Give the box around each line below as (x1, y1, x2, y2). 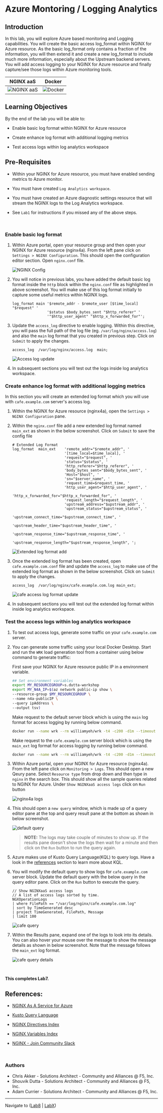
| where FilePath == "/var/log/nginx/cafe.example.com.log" (12, 901, 136, 907)
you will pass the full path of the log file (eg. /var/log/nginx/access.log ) (12, 327, 157, 333)
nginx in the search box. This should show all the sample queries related (12, 776, 157, 782)
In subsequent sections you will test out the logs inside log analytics (12, 365, 148, 371)
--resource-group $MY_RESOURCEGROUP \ (12, 692, 91, 697)
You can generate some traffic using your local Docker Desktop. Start (12, 644, 151, 650)
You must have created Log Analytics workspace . (12, 186, 111, 191)
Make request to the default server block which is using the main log (12, 714, 148, 720)
